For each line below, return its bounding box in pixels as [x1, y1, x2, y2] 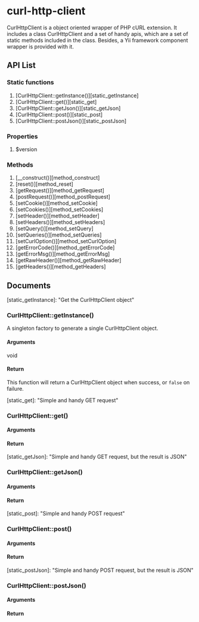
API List [7, 60, 36, 71]
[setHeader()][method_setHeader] [15, 212, 100, 219]
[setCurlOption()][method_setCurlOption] [15, 238, 117, 245]
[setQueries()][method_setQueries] [15, 231, 102, 238]
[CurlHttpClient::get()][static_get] [15, 98, 97, 105]
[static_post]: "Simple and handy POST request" [7, 510, 125, 517]
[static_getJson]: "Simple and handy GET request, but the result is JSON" [7, 453, 187, 461]
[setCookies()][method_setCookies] [15, 206, 104, 213]
